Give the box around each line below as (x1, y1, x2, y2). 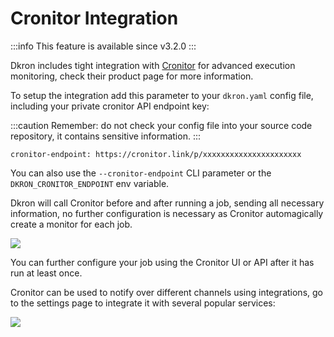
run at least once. (10, 267, 83, 279)
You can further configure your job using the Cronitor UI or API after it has (10, 256, 315, 268)
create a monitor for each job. (10, 218, 133, 230)
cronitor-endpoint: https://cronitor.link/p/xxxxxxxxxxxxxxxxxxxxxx (10, 149, 302, 159)
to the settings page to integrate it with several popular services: (10, 297, 276, 309)
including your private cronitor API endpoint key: (10, 100, 210, 112)
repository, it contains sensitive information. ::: (10, 130, 201, 142)
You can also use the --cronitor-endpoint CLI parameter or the (10, 167, 272, 179)
